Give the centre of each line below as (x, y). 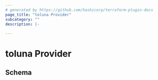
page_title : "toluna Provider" (38, 15)
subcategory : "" (22, 19)
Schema (19, 72)
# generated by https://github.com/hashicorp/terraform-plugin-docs (79, 10)
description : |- (22, 24)
